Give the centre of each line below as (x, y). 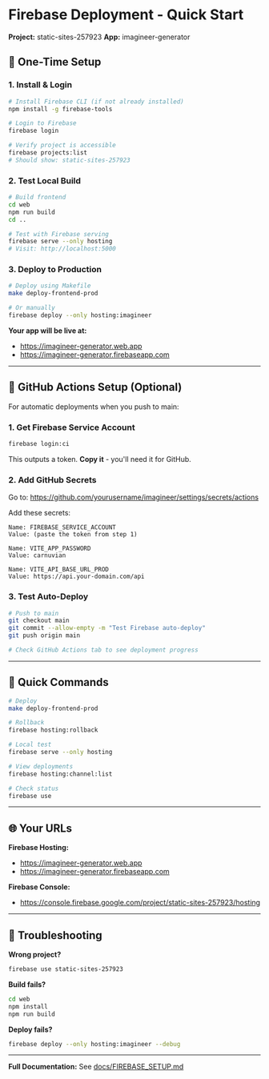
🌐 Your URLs (40, 828)
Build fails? (27, 984)
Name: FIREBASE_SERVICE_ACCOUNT (62, 527)
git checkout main (39, 621)
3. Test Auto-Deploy (48, 596)
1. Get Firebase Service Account (72, 427)
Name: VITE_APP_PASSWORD (50, 549)
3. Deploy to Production (55, 270)
